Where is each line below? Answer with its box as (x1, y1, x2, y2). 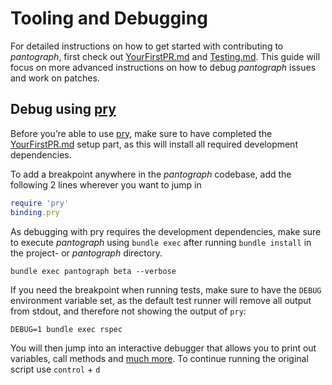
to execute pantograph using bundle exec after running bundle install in (10, 236, 312, 248)
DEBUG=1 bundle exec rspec (10, 324, 123, 334)
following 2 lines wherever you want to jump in (10, 178, 202, 191)
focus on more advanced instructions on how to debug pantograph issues (10, 61, 317, 73)
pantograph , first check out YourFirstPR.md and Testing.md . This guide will (10, 50, 321, 62)
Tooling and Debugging (10, 7, 208, 30)
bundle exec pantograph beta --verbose (10, 266, 177, 276)
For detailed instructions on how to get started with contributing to (10, 40, 284, 52)
